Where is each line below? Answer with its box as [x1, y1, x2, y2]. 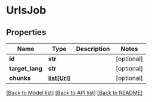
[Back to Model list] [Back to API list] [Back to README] [6, 90, 143, 96]
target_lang [9, 65, 43, 72]
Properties [6, 27, 46, 37]
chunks [9, 74, 31, 82]
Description [76, 45, 110, 53]
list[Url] [48, 74, 70, 82]
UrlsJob [6, 4, 46, 17]
